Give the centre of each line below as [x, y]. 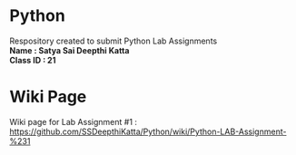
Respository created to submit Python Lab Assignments [113, 41]
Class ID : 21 [33, 60]
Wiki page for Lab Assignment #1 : [74, 121]
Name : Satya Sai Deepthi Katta [69, 50]
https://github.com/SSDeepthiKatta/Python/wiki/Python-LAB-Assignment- [148, 131]
